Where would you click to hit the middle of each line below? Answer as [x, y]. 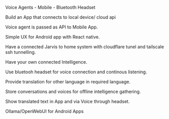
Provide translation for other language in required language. [68, 82]
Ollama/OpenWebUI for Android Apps [45, 111]
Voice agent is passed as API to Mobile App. [52, 27]
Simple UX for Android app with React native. [53, 37]
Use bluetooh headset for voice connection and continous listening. [76, 72]
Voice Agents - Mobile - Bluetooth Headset [50, 7]
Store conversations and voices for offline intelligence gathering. [73, 92]
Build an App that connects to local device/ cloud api [61, 17]
